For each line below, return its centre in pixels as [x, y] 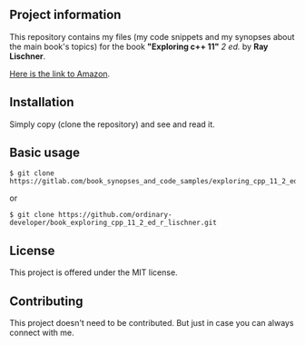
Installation [42, 102]
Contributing [46, 301]
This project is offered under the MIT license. [94, 272]
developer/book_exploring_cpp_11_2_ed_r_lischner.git [113, 223]
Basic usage [44, 153]
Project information [65, 15]
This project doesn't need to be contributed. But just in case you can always [152, 323]
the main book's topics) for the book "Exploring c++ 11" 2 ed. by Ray [139, 46]
